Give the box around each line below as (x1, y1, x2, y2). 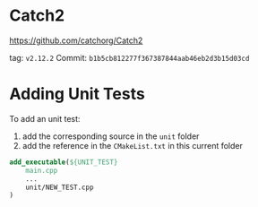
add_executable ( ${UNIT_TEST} (9, 158, 118, 167)
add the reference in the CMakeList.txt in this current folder (21, 140, 244, 151)
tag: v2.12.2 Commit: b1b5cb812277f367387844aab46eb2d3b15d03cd (9, 52, 250, 63)
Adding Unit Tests (9, 84, 145, 104)
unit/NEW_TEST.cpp (25, 183, 94, 192)
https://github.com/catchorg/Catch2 (9, 35, 143, 46)
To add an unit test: (9, 113, 81, 124)
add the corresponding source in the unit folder (21, 131, 200, 142)
